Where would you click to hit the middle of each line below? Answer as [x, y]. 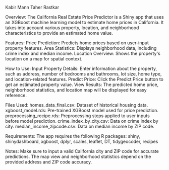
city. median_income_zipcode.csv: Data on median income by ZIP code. [80, 126]
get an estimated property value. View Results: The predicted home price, [82, 84]
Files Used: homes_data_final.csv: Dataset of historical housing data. [77, 105]
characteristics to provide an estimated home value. [59, 33]
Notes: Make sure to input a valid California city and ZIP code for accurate [82, 151]
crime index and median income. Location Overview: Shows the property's [83, 53]
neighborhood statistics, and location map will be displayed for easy [76, 90]
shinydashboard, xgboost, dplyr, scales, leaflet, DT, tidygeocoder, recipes [82, 141]
